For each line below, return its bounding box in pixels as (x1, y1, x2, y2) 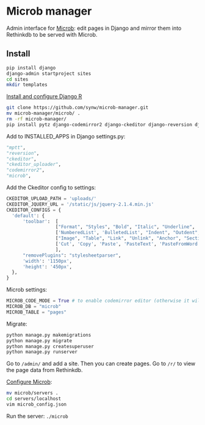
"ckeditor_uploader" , (6, 162, 62, 168)
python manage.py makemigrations (6, 332, 92, 338)
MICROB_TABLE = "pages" (6, 309, 67, 315)
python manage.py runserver (6, 349, 78, 355)
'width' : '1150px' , (22, 258, 72, 264)
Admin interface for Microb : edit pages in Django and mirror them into (6, 24, 182, 32)
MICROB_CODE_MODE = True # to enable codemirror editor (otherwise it (6, 298, 190, 304)
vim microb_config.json (6, 401, 67, 407)
